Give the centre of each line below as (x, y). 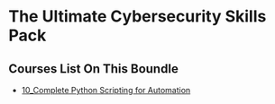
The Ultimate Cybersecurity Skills (137, 17)
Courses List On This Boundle (94, 69)
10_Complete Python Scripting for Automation (106, 90)
